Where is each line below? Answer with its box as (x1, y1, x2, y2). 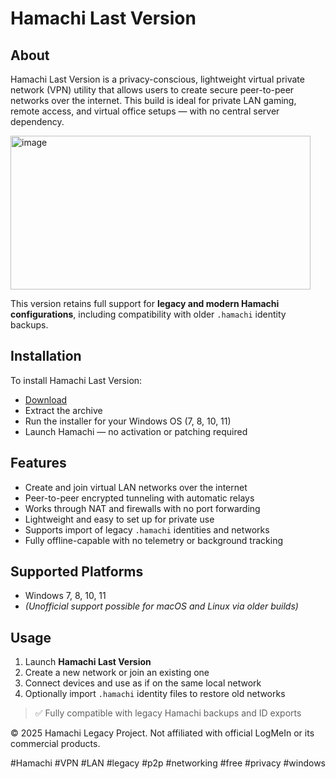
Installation (10, 348, 82, 365)
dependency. (10, 116, 65, 127)
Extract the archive (24, 404, 103, 416)
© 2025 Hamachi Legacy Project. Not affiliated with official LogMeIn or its (10, 727, 315, 739)
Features (10, 455, 67, 472)
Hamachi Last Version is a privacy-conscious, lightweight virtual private (10, 73, 305, 85)
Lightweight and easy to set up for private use (24, 513, 215, 525)
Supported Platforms (10, 563, 144, 581)
